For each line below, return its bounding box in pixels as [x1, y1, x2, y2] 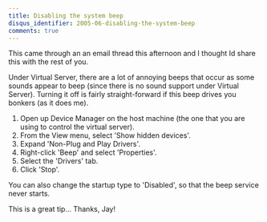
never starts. [8, 189, 51, 199]
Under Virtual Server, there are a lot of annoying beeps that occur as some [8, 73, 255, 83]
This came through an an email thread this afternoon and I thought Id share [8, 49, 257, 59]
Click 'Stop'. [19, 165, 60, 175]
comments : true [8, 26, 59, 34]
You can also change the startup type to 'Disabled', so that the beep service [8, 180, 259, 190]
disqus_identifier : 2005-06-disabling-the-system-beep [8, 19, 196, 27]
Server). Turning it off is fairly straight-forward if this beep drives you [8, 90, 237, 99]
